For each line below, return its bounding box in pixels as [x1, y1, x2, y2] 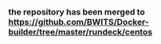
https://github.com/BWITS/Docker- [8, 16, 149, 27]
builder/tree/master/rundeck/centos [8, 26, 153, 38]
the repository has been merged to [8, 6, 145, 18]
